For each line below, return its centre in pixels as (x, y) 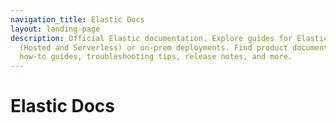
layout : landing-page (55, 29)
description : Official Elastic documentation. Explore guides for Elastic (169, 38)
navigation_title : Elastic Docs (77, 19)
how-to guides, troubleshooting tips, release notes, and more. (156, 57)
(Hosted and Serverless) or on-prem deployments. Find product (153, 47)
